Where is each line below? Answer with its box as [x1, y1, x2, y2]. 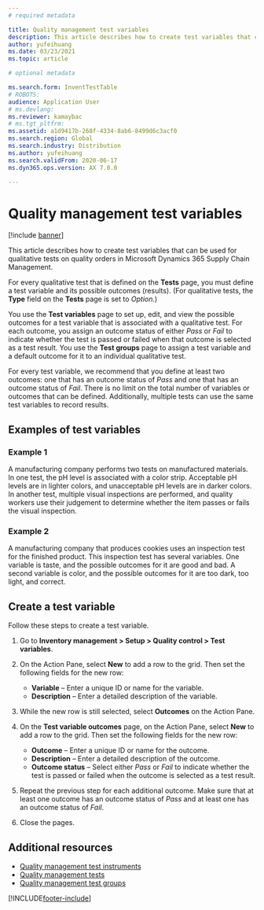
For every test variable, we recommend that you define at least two [8, 367, 225, 376]
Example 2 [8, 525, 49, 536]
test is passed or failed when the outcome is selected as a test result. [31, 771, 256, 780]
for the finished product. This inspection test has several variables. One [8, 552, 240, 562]
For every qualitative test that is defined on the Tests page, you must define [8, 278, 254, 287]
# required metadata [8, 11, 76, 20]
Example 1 [8, 446, 48, 457]
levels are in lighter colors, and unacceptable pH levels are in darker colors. [8, 481, 252, 490]
